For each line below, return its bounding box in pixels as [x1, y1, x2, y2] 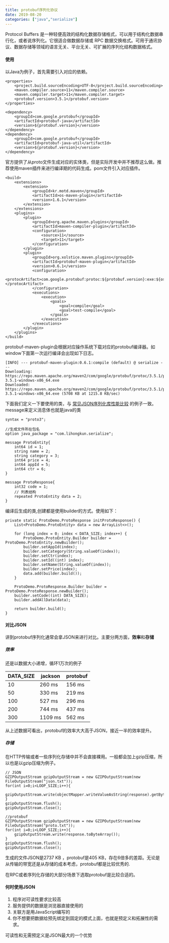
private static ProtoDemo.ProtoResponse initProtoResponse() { [5, 518, 141, 523]
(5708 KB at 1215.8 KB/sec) [61, 391, 121, 396]
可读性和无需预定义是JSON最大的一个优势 [5, 932, 93, 938]
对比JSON [5, 622, 27, 628]
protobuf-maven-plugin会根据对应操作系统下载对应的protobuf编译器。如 [5, 344, 155, 350]
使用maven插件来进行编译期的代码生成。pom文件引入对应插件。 [9, 165, 143, 171]
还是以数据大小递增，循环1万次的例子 [5, 660, 82, 666]
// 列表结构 [14, 489, 36, 495]
